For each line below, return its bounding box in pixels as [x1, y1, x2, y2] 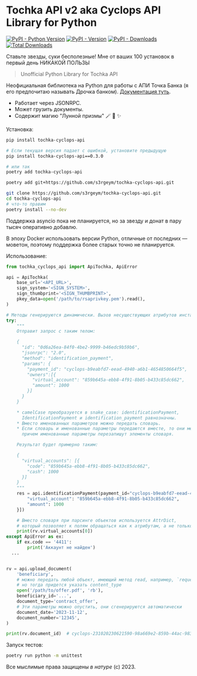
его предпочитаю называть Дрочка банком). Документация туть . [6, 88, 171, 95]
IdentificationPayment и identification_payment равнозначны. [21, 415, 177, 421]
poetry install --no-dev [6, 206, 67, 213]
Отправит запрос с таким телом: [16, 329, 96, 334]
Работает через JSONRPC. [14, 99, 81, 106]
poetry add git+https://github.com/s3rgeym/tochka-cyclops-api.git [6, 180, 175, 186]
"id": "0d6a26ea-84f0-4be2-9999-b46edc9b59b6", [21, 344, 141, 350]
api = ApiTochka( [6, 274, 49, 280]
